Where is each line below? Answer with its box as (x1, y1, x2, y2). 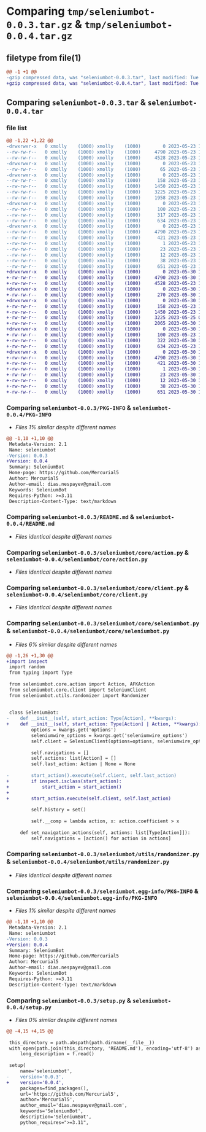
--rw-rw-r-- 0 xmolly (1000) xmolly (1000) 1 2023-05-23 (6, 241, 196, 247)
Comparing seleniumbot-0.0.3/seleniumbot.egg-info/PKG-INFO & (6, 886, 199, 895)
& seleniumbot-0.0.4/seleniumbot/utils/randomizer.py (6, 857, 170, 866)
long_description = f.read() (20, 1051, 95, 1057)
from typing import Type (9, 669, 72, 676)
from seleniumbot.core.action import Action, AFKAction (9, 681, 155, 687)
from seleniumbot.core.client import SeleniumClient (9, 687, 147, 693)
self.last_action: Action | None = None (31, 761, 136, 767)
